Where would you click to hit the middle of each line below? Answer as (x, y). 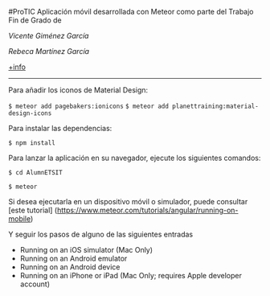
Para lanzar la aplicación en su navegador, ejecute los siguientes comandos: (135, 158)
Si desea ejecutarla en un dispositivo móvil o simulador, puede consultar (128, 201)
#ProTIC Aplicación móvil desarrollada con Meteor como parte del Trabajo (131, 12)
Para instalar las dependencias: (60, 128)
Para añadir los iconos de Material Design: (78, 90)
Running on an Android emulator (74, 258)
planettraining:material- (215, 106)
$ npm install (32, 143)
